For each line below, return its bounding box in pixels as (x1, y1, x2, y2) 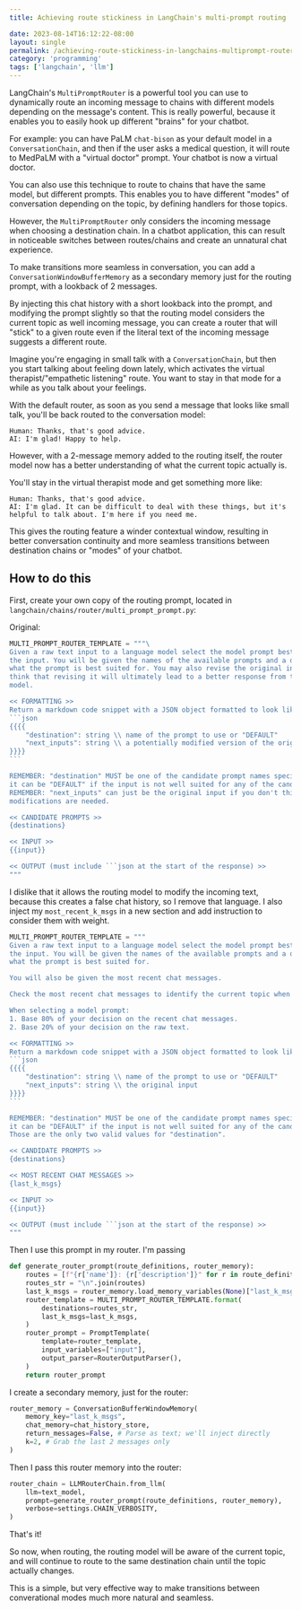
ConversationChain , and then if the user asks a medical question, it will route (9, 143, 290, 153)
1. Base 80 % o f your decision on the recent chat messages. (9, 1014, 239, 1023)
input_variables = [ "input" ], (41, 1345, 146, 1355)
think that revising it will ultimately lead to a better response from (9, 672, 287, 682)
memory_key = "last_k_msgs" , (25, 1413, 126, 1422)
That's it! (9, 1529, 42, 1540)
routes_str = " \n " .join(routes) (25, 1279, 146, 1288)
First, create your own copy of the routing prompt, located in (9, 594, 233, 606)
